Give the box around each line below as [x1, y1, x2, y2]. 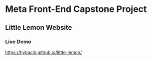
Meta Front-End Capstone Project [5, 3, 147, 15]
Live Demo [5, 38, 31, 45]
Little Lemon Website [5, 23, 72, 32]
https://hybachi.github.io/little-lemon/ [5, 49, 82, 55]
